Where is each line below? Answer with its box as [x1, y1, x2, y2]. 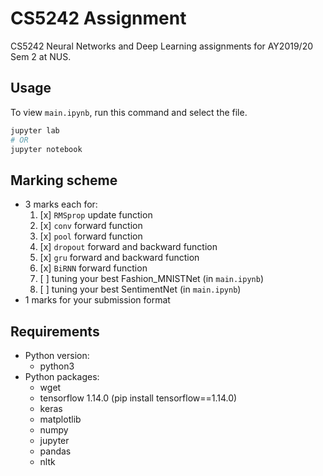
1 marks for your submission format [24, 294, 171, 306]
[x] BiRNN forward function [39, 262, 148, 274]
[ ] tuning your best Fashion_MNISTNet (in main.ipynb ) [39, 273, 265, 285]
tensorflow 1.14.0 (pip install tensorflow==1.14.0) [39, 392, 238, 404]
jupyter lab [10, 125, 60, 136]
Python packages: [24, 371, 100, 382]
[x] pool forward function [39, 230, 143, 242]
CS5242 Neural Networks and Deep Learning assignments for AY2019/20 [10, 40, 314, 52]
